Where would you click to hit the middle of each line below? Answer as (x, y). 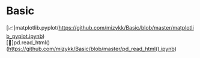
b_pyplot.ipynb (25, 36)
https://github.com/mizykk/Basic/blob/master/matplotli (126, 27)
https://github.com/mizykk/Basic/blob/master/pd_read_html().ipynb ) (92, 49)
